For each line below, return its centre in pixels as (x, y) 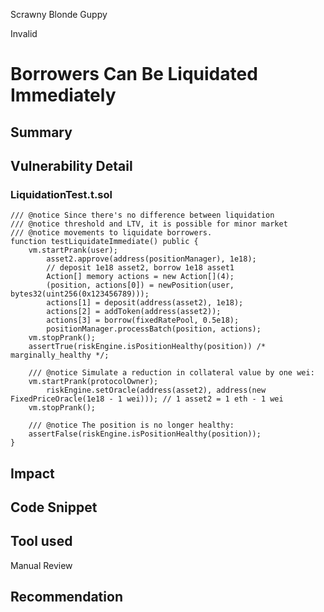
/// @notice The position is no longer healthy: (131, 425)
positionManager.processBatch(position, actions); (154, 329)
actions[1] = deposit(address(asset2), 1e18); (145, 303)
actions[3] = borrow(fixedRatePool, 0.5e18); (143, 320)
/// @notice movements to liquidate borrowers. (111, 233)
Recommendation (66, 597)
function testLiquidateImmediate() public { (104, 242)
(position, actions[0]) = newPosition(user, (140, 285)
